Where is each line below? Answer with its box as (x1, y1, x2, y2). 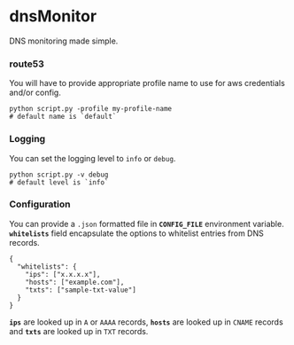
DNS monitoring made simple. (9, 35, 119, 46)
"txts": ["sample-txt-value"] (25, 286, 137, 294)
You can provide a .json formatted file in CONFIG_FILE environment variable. (9, 218, 285, 229)
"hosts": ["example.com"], (25, 278, 125, 286)
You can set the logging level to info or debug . (9, 153, 176, 163)
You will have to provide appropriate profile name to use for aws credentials (9, 78, 285, 89)
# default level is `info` (9, 177, 109, 187)
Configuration (9, 198, 71, 210)
